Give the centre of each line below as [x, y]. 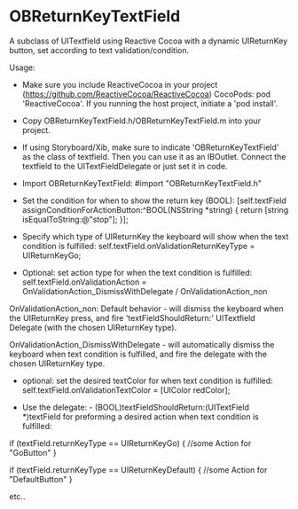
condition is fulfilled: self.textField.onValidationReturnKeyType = [138, 246]
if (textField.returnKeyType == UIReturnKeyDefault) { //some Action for [138, 470]
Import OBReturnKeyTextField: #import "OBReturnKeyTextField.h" [141, 183]
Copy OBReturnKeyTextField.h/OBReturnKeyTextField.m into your [141, 121]
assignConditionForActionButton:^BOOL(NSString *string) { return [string [155, 209]
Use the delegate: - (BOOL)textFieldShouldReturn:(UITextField [136, 407]
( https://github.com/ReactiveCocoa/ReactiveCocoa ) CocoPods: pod [146, 94]
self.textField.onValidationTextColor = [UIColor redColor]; [126, 390]
